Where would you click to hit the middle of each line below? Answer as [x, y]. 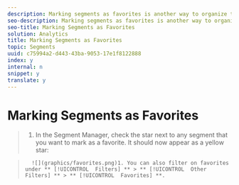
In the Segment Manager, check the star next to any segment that [132, 135]
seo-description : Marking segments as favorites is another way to [110, 21]
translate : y [27, 80]
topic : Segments [31, 47]
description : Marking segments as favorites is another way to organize [117, 14]
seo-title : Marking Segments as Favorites [71, 27]
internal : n [25, 67]
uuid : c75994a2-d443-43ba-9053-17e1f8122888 [74, 54]
